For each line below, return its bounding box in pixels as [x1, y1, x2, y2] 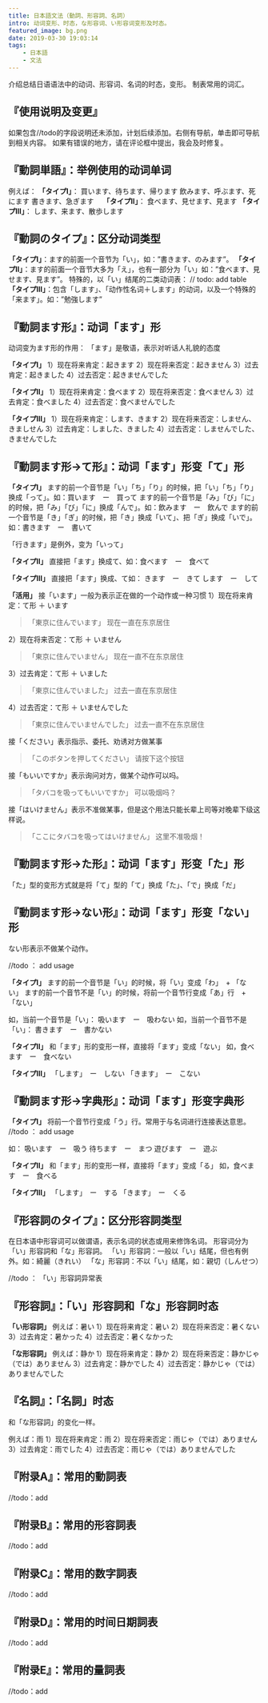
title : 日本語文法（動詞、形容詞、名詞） [8, 11, 130, 20]
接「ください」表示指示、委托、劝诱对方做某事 [8, 736, 162, 746]
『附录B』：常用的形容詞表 [8, 1518, 137, 1533]
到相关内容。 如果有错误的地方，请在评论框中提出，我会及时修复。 [8, 138, 228, 147]
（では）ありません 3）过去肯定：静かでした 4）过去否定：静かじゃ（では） [8, 1359, 260, 1368]
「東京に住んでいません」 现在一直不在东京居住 [27, 651, 184, 661]
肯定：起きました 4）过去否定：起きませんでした [8, 370, 169, 380]
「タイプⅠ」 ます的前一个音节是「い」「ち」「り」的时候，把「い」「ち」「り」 [8, 482, 258, 492]
